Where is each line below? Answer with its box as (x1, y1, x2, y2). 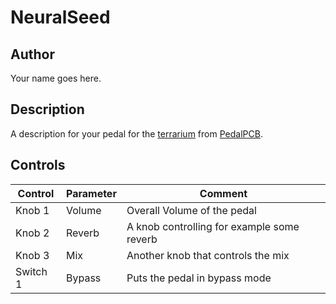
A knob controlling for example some (126, 219, 300, 233)
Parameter (65, 186, 117, 200)
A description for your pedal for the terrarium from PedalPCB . (10, 127, 263, 140)
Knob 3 (15, 248, 50, 262)
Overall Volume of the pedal (126, 203, 257, 217)
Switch (15, 264, 48, 278)
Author (10, 46, 55, 63)
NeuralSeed (10, 6, 111, 29)
